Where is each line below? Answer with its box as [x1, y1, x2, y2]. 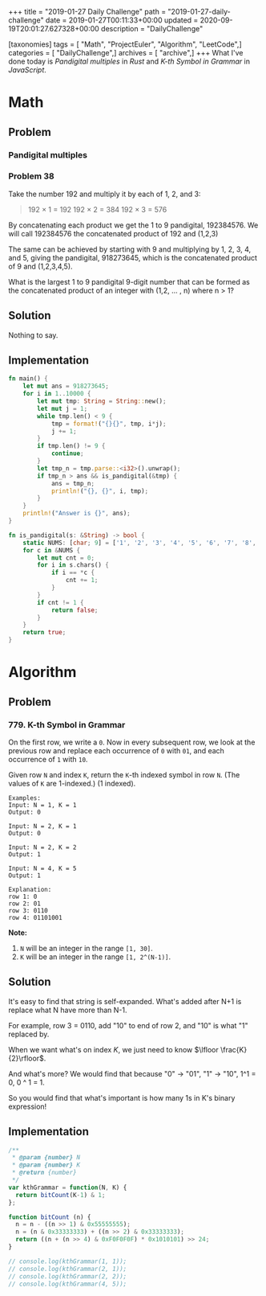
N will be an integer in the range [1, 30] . [19, 943, 154, 953]
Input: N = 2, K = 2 [8, 843, 78, 851]
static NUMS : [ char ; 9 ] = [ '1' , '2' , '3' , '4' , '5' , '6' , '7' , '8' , [22, 539, 256, 547]
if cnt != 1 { [37, 598, 84, 606]
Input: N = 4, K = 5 [8, 864, 78, 872]
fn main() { [8, 375, 48, 383]
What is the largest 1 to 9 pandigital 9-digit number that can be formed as [8, 277, 251, 286]
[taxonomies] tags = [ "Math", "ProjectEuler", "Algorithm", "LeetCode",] [8, 39, 242, 49]
